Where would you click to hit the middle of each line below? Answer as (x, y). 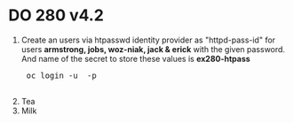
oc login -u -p (61, 75)
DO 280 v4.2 (56, 15)
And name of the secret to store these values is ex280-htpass (135, 58)
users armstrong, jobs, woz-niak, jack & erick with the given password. (153, 49)
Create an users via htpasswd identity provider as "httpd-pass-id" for (148, 40)
